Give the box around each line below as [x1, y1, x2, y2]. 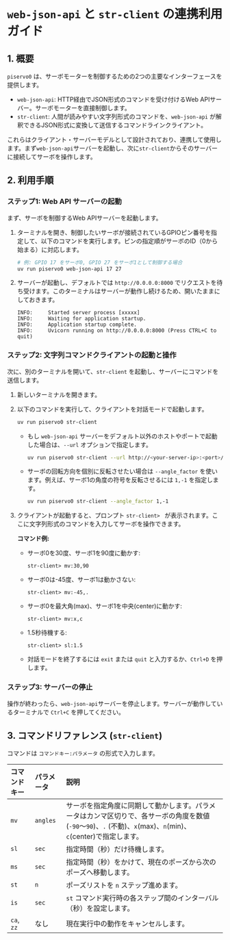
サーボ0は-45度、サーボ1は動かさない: [27, 576, 136, 584]
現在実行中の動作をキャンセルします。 [66, 919, 190, 928]
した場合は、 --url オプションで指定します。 [27, 440, 152, 448]
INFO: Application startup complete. [16, 321, 137, 329]
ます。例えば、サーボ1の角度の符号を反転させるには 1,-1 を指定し [27, 476, 214, 484]
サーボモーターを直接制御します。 [35, 104, 131, 112]
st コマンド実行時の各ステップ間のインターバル [66, 893, 219, 903]
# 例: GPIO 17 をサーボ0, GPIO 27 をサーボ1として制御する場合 [16, 259, 183, 266]
